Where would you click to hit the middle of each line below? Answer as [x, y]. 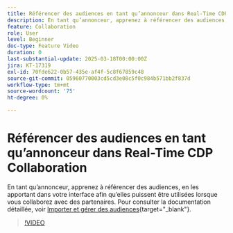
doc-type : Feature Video [43, 46]
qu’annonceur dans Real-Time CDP [110, 153]
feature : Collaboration [42, 26]
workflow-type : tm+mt [38, 85]
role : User [23, 33]
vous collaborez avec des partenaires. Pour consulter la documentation [109, 202]
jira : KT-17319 [29, 65]
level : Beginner [31, 40]
